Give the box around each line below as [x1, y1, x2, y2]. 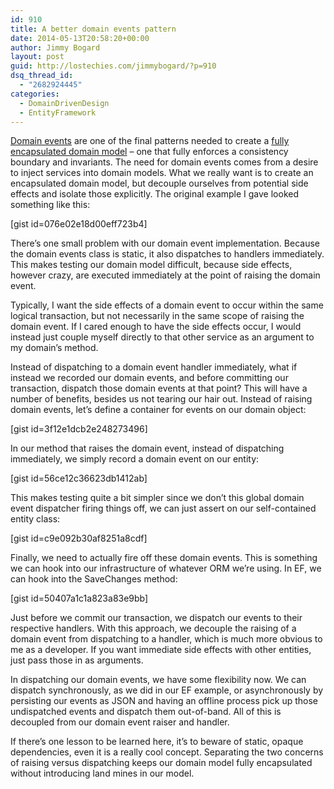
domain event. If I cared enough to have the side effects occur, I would [10, 321, 302, 333]
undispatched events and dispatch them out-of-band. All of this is [10, 706, 282, 718]
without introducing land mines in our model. [10, 767, 195, 780]
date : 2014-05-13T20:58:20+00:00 [10, 33, 150, 43]
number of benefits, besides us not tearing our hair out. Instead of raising [10, 393, 313, 405]
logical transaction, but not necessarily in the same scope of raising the [10, 310, 305, 322]
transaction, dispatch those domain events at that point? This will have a [10, 382, 308, 395]
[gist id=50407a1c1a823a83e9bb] [10, 592, 149, 605]
